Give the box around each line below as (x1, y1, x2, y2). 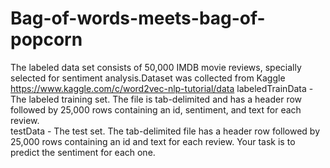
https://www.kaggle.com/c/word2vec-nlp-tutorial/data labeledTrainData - (10, 82, 314, 94)
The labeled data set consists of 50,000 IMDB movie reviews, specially (10, 61, 302, 73)
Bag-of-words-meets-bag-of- (10, 7, 266, 30)
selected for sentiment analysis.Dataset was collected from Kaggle (10, 72, 286, 84)
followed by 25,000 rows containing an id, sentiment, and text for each (10, 103, 302, 116)
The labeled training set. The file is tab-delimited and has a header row (10, 93, 303, 105)
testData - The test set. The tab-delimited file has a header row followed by (10, 125, 321, 137)
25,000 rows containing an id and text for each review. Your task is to (10, 135, 296, 147)
